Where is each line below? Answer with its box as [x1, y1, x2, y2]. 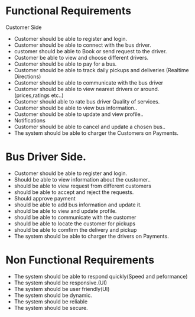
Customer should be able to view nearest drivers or [14, 85, 139, 92]
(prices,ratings [14, 92, 50, 99]
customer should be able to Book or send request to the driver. [14, 47, 167, 54]
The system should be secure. [14, 304, 88, 311]
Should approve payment [14, 195, 76, 202]
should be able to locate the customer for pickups [14, 220, 136, 227]
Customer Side [5, 24, 42, 31]
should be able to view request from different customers [14, 182, 152, 189]
